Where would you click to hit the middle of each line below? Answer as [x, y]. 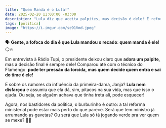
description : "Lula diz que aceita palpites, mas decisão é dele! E [77, 19]
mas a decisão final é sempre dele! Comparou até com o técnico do [74, 64]
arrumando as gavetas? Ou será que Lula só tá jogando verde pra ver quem [82, 115]
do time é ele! [19, 75]
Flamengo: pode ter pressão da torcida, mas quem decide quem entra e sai [83, 70]
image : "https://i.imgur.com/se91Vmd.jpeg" [51, 28]
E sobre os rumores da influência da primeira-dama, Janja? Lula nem [75, 85]
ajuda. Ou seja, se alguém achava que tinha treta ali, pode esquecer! [75, 95]
